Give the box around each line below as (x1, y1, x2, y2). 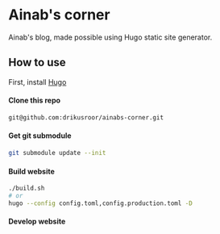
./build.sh (8, 184, 45, 193)
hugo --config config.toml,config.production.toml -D (8, 199, 193, 207)
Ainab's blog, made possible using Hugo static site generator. (8, 32, 213, 42)
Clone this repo (8, 95, 61, 106)
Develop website (8, 216, 66, 227)
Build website (8, 166, 55, 176)
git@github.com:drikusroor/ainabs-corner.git (8, 113, 164, 122)
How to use (8, 56, 66, 69)
